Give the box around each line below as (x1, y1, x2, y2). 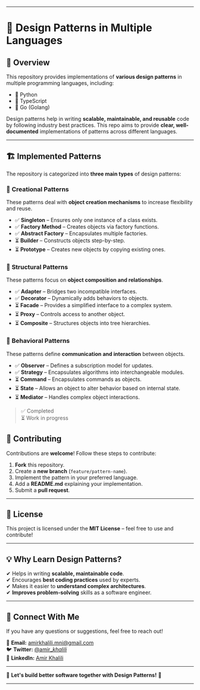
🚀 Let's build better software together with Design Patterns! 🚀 (6, 671, 162, 679)
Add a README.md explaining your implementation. (14, 480, 143, 487)
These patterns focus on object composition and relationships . (6, 276, 164, 283)
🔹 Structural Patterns (6, 263, 68, 271)
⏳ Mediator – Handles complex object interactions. (14, 394, 140, 401)
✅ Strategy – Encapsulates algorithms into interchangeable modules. (14, 369, 185, 376)
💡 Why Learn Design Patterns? (6, 554, 122, 564)
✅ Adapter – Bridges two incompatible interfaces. (14, 288, 137, 295)
